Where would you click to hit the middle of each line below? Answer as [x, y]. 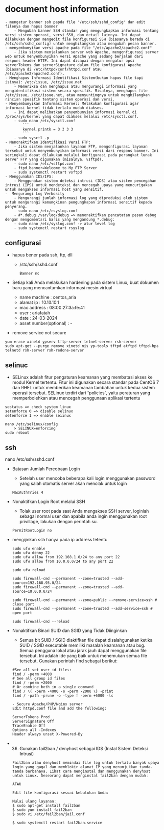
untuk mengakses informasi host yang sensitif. [55, 189]
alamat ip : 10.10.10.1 [39, 302]
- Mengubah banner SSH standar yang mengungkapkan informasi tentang [86, 30]
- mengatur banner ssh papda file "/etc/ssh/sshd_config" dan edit [75, 22]
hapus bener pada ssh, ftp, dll [42, 255]
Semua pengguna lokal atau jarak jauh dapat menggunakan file [83, 651]
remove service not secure [39, 332]
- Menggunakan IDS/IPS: [29, 176]
